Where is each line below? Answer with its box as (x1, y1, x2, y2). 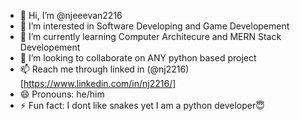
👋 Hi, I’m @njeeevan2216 (19, 10, 123, 21)
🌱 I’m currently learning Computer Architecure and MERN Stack (19, 31, 282, 42)
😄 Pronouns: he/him (19, 88, 105, 100)
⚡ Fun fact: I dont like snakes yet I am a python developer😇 (19, 100, 265, 111)
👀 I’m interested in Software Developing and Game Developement (19, 20, 290, 32)
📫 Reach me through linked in (19, 63, 145, 75)
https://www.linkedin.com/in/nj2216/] (23, 78, 177, 89)
